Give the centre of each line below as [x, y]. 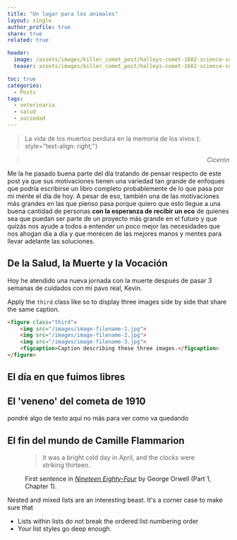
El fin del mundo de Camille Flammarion [96, 441]
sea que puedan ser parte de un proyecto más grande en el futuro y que [112, 218]
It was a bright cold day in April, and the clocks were [119, 457]
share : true [25, 34]
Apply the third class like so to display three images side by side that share [117, 301]
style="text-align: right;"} [61, 146]
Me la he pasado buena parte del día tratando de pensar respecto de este [115, 173]
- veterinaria [34, 105]
